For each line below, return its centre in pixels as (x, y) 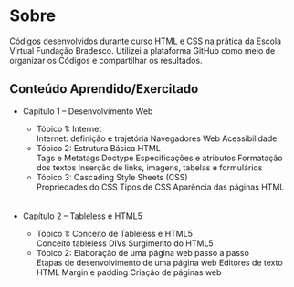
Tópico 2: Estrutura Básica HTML (99, 148)
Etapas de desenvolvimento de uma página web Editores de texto (159, 262)
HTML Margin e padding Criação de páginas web (129, 272)
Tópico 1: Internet (69, 128)
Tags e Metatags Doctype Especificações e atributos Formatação (159, 158)
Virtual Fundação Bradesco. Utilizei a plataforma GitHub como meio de (142, 50)
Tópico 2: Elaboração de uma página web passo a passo (142, 252)
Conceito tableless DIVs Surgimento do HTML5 (125, 243)
